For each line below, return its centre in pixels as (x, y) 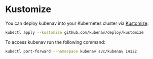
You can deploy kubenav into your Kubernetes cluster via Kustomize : (77, 23)
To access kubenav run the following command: (55, 42)
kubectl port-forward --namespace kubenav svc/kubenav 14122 (71, 51)
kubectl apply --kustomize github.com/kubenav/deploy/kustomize (74, 32)
